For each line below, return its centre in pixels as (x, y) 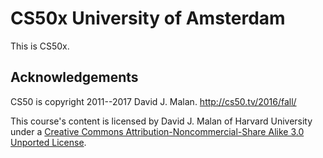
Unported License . (48, 142)
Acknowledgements (74, 77)
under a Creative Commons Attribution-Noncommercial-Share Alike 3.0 (157, 131)
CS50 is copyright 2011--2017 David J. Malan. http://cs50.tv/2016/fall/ (153, 101)
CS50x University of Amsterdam (148, 18)
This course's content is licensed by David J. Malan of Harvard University (161, 121)
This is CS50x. (40, 46)
